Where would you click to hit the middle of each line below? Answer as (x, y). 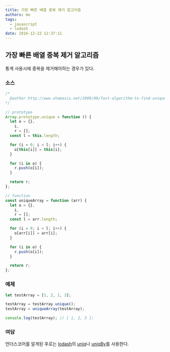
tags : (11, 19)
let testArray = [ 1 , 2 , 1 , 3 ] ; (38, 295)
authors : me (18, 15)
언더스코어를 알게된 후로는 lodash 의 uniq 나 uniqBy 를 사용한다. (67, 344)
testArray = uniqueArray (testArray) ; (45, 309)
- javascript (24, 24)
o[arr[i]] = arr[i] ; (36, 233)
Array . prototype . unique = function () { (49, 117)
